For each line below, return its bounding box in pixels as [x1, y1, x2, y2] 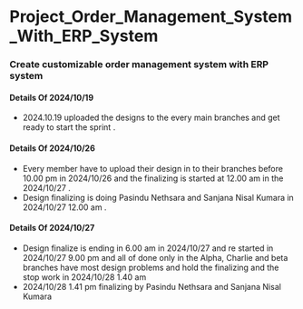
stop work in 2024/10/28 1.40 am [22, 271, 147, 283]
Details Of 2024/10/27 [9, 223, 95, 234]
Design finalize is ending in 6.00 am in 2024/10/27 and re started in [22, 243, 274, 254]
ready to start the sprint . [22, 122, 116, 133]
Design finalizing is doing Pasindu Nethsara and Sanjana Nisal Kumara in [22, 192, 295, 203]
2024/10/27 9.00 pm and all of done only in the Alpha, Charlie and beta [22, 252, 288, 263]
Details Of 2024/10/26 [9, 143, 95, 154]
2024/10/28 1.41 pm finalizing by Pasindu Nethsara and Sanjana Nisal [22, 281, 281, 292]
